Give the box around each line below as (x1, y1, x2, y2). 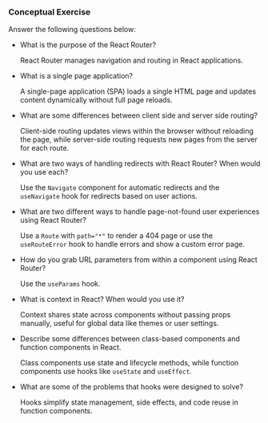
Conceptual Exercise (8, 6, 91, 18)
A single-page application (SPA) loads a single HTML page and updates (19, 87, 257, 96)
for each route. (19, 143, 70, 153)
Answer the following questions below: (8, 25, 136, 34)
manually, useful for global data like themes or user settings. (19, 319, 219, 328)
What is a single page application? (19, 71, 134, 81)
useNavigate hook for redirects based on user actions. (19, 191, 198, 201)
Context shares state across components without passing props (19, 310, 231, 320)
